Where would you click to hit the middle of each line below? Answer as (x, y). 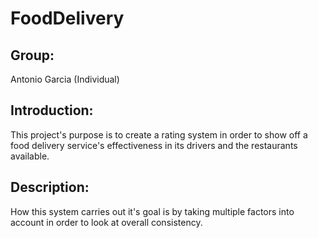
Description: (50, 187)
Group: (32, 55)
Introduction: (52, 110)
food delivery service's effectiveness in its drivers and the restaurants (154, 145)
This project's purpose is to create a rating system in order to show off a (159, 134)
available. (30, 156)
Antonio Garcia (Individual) (65, 79)
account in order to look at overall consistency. (106, 222)
